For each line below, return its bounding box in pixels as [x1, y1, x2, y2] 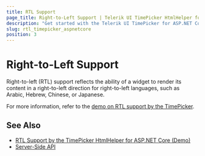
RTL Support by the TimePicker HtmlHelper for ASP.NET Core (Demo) [15, 136, 191, 144]
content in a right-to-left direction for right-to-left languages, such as [6, 85, 180, 92]
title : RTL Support [6, 9, 56, 15]
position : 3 [6, 32, 37, 38]
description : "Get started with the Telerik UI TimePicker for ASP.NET [6, 20, 192, 26]
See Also [6, 120, 41, 131]
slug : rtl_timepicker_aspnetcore [6, 26, 92, 32]
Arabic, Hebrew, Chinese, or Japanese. [6, 91, 105, 98]
